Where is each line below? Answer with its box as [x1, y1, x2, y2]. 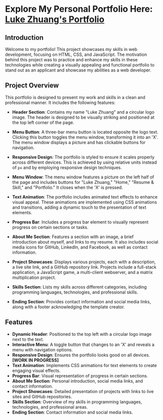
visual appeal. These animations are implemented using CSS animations [12, 199, 157, 205]
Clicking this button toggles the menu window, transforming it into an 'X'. [12, 134, 159, 140]
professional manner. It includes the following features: [5, 99, 116, 105]
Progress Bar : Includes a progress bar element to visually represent [12, 219, 149, 225]
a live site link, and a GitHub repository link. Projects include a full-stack [12, 264, 157, 270]
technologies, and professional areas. [12, 404, 88, 410]
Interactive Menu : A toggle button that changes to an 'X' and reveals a [12, 342, 155, 347]
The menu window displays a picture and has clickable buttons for [12, 139, 146, 145]
